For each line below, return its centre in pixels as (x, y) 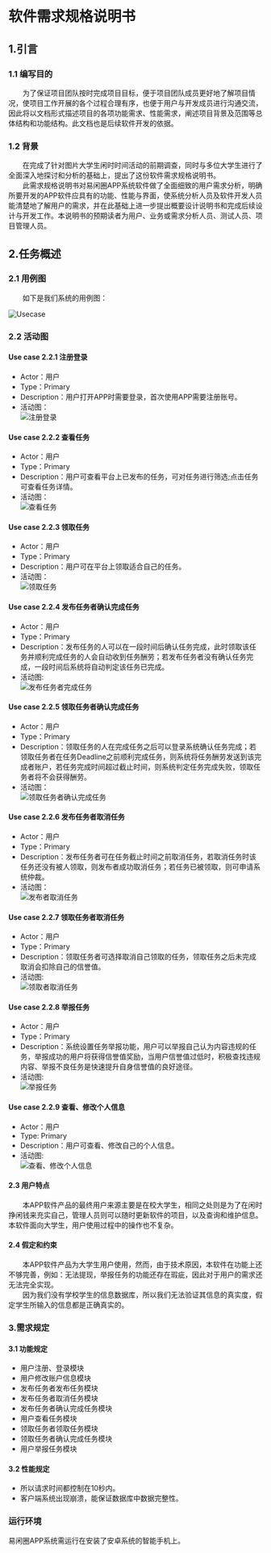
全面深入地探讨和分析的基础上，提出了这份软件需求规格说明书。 (114, 175)
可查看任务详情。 (48, 487)
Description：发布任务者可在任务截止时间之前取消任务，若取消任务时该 (138, 856)
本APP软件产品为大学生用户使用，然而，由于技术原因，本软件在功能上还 (143, 1265)
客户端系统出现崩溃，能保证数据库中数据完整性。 (101, 1498)
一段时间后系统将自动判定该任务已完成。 (102, 666)
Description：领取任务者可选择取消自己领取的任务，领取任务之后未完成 (138, 957)
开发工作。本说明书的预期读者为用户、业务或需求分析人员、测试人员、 (139, 216)
